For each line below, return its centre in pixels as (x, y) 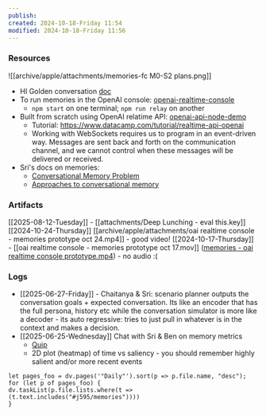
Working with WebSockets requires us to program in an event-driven (144, 133)
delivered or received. (67, 159)
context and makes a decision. (70, 328)
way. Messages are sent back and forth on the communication (134, 142)
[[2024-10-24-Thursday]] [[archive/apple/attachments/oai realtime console (131, 230)
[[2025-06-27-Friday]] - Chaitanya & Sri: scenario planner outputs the (134, 294)
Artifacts (26, 205)
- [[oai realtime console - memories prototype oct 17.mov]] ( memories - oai (131, 247)
